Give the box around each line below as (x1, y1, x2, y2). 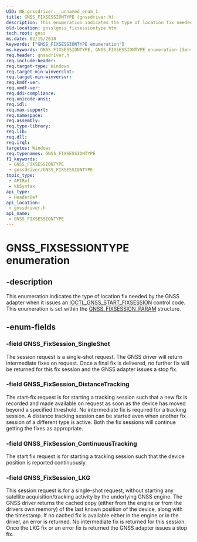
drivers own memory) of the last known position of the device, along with (6, 506, 183, 513)
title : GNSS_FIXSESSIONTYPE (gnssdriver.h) (6, 14, 114, 20)
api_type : (6, 188, 30, 194)
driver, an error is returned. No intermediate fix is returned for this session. (6, 518, 186, 526)
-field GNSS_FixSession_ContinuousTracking (6, 439, 137, 447)
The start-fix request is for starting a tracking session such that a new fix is (6, 393, 188, 400)
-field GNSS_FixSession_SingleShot (6, 340, 110, 348)
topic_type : (6, 173, 35, 179)
